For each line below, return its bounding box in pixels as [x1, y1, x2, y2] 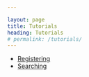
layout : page [7, 16, 45, 23]
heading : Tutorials [7, 29, 64, 36]
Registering [17, 55, 51, 63]
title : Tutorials [7, 22, 58, 30]
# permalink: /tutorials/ [7, 35, 82, 42]
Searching [17, 62, 47, 70]
